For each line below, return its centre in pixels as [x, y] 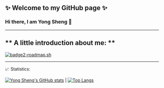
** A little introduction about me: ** [60, 43]
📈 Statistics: [18, 69]
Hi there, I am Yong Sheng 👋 [39, 22]
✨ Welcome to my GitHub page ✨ [56, 8]
